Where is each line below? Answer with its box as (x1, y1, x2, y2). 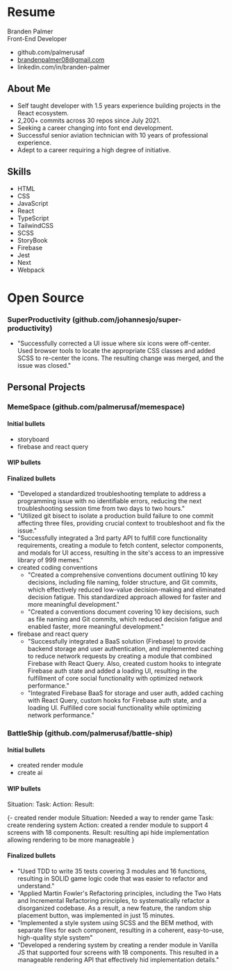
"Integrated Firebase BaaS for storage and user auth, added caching (27, 689, 224, 697)
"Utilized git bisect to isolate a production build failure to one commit (17, 512, 214, 520)
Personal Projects (7, 382, 85, 393)
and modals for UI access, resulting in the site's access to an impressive (17, 548, 224, 557)
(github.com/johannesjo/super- (72, 314, 182, 324)
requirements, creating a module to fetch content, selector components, (17, 541, 224, 550)
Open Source (7, 290, 85, 306)
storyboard (17, 435, 50, 443)
